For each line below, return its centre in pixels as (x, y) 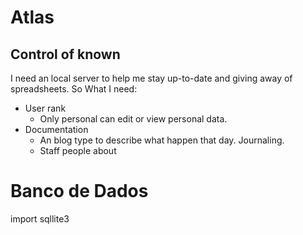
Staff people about (78, 150)
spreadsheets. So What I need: (74, 89)
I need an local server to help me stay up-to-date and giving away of (151, 78)
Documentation (56, 129)
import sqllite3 (40, 218)
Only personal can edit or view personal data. (133, 119)
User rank (45, 108)
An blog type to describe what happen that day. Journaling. (162, 140)
